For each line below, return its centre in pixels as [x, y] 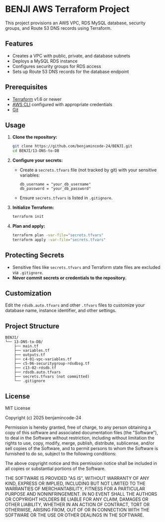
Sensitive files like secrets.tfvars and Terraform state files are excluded [86, 267]
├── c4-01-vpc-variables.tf [43, 359]
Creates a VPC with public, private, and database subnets [71, 56]
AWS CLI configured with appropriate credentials [62, 104]
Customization [28, 293]
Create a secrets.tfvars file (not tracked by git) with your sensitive [88, 170]
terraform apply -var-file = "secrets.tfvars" [59, 240]
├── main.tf [26, 346]
